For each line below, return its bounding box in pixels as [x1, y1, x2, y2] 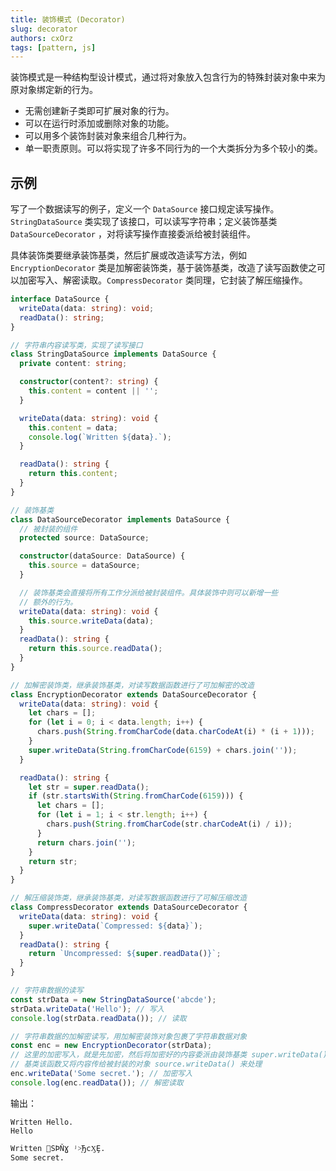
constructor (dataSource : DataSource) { [19, 551, 186, 561]
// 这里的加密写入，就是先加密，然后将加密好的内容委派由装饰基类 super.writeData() [10, 1050, 328, 1060]
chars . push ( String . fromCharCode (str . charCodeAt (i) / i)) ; [46, 819, 293, 830]
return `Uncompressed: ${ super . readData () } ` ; [28, 949, 222, 959]
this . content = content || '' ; [28, 386, 159, 396]
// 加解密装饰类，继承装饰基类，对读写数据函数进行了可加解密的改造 [10, 680, 255, 690]
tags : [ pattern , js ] [10, 42, 97, 53]
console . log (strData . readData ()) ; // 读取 [10, 1013, 187, 1023]
